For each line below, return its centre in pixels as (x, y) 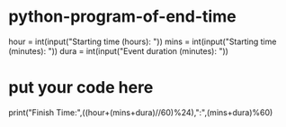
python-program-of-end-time (122, 17)
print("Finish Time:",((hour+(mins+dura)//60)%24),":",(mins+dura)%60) (141, 112)
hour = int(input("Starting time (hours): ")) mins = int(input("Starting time (143, 41)
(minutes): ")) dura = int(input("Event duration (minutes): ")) (118, 50)
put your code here (81, 88)
